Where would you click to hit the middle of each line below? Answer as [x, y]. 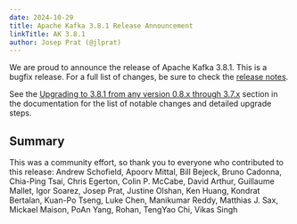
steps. [21, 113]
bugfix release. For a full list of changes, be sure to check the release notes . [149, 77]
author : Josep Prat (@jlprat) [66, 42]
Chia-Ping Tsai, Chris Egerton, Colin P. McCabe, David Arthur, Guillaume [142, 181]
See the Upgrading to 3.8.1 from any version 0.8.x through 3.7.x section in [144, 94]
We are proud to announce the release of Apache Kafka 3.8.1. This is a [138, 68]
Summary [37, 141]
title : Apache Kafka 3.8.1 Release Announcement [101, 26]
